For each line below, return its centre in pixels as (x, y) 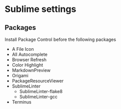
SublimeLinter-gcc (38, 97)
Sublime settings (40, 9)
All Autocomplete (30, 54)
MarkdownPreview (31, 70)
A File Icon (23, 49)
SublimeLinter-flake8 (41, 91)
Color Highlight (27, 65)
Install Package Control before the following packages (60, 39)
